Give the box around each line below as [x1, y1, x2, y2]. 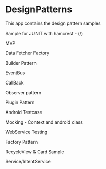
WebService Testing [5, 129, 48, 135]
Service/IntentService [5, 158, 51, 164]
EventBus [5, 70, 25, 76]
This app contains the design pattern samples [5, 20, 101, 26]
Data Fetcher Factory [5, 50, 50, 56]
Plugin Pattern [5, 99, 35, 105]
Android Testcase [5, 109, 42, 115]
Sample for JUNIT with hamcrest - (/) [5, 30, 83, 36]
